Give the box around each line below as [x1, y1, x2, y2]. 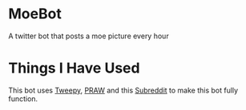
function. [8, 93, 38, 104]
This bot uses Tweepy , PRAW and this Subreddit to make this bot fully [8, 85, 239, 95]
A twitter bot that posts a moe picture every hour [8, 31, 170, 41]
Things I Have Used [8, 59, 140, 77]
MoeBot [8, 5, 62, 23]
